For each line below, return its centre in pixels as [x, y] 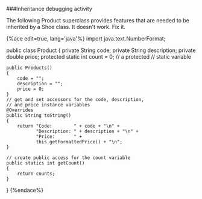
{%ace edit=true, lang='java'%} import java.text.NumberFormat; [86, 38]
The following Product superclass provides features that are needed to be [98, 20]
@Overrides [20, 110]
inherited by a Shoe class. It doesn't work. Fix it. [66, 27]
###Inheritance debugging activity [49, 9]
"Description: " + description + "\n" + [87, 131]
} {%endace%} [25, 190]
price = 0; [31, 89]
